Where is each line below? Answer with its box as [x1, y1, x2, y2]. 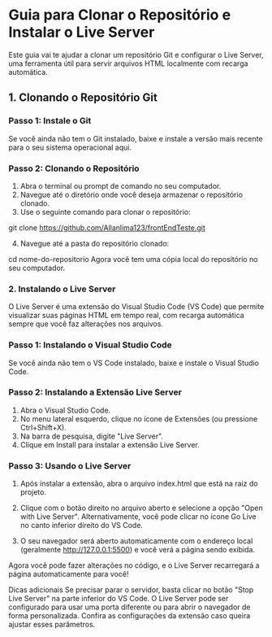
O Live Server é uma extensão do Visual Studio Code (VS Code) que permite [8, 302, 265, 312]
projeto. [19, 487, 47, 497]
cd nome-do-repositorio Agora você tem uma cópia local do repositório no [8, 254, 258, 264]
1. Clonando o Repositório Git [8, 91, 158, 105]
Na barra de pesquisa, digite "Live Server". [19, 431, 164, 441]
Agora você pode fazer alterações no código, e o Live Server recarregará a [8, 561, 260, 570]
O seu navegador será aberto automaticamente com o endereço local [19, 536, 253, 546]
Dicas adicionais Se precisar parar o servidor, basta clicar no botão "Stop [8, 585, 254, 595]
